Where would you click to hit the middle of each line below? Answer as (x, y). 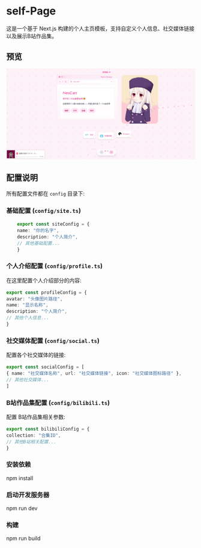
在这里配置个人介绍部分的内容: (44, 280)
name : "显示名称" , (28, 305)
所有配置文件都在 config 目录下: (46, 193)
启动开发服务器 (28, 494)
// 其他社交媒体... (28, 380)
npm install (20, 478)
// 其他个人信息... (28, 318)
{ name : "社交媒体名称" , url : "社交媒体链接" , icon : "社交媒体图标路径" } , (94, 374)
